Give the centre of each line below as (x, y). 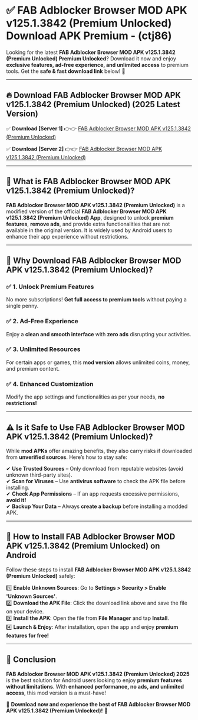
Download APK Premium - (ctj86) (89, 36)
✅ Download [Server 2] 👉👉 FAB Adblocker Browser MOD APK (84, 149)
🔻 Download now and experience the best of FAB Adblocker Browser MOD (98, 704)
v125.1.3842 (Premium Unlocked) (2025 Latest (93, 105)
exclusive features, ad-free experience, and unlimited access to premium (97, 65)
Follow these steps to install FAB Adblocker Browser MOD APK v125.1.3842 (99, 570)
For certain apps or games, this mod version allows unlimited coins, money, (98, 362)
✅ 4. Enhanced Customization (50, 384)
